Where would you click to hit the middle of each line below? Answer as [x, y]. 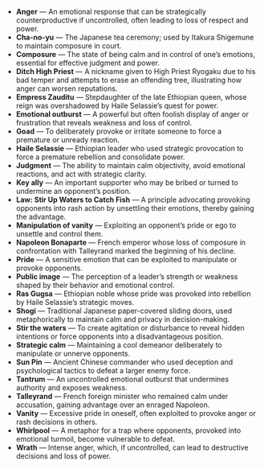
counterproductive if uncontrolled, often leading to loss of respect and [132, 20]
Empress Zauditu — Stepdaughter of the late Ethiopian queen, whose [131, 97]
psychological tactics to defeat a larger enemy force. [103, 370]
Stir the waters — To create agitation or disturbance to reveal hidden [130, 328]
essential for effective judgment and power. [88, 63]
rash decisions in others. [57, 422]
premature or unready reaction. [68, 140]
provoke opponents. [49, 268]
